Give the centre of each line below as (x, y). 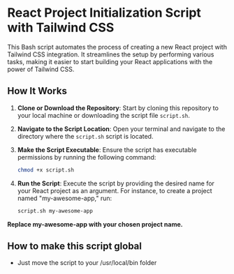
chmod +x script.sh (46, 170)
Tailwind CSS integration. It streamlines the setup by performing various (111, 54)
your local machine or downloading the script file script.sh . (103, 115)
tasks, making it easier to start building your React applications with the (110, 61)
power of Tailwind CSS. (41, 69)
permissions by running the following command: (87, 157)
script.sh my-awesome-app (55, 211)
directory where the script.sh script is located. (85, 136)
